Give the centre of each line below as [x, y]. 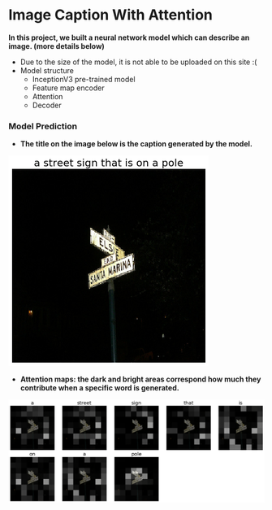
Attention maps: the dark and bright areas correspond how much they [140, 379]
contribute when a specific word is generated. [100, 388]
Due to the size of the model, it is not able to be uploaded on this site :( [138, 62]
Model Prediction [43, 126]
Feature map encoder [68, 88]
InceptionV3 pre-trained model [84, 79]
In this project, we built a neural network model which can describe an [129, 37]
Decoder [47, 105]
